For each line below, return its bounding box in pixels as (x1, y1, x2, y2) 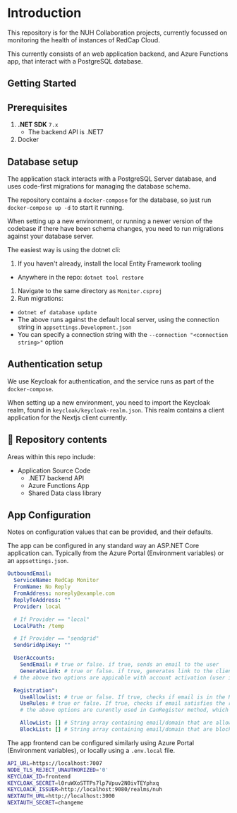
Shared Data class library (28, 489, 102, 497)
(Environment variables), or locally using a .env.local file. (7, 746, 176, 754)
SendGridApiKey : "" (13, 641, 71, 649)
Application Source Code (17, 466, 91, 475)
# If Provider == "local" (13, 616, 90, 623)
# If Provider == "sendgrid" (13, 635, 99, 642)
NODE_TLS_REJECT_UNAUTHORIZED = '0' (7, 766, 109, 773)
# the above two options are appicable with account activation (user (13, 674, 226, 681)
